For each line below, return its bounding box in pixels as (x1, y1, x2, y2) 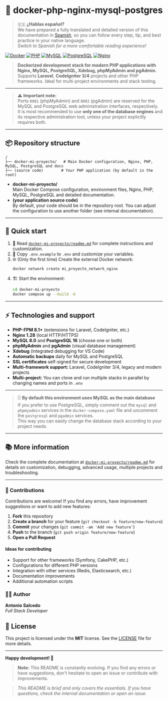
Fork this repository (12, 513, 53, 519)
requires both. (17, 119, 46, 125)
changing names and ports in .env (12, 380, 83, 386)
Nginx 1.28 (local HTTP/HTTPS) (12, 332, 79, 338)
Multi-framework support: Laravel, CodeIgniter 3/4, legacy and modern (12, 364, 161, 370)
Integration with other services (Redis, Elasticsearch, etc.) (12, 568, 131, 574)
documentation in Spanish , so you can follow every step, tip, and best (17, 32, 161, 38)
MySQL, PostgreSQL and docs (5, 163, 64, 168)
